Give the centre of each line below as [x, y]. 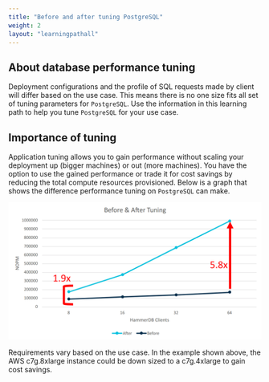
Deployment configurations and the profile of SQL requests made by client [131, 87]
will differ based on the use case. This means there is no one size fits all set [133, 95]
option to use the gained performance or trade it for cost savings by [120, 174]
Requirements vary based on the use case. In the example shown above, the [134, 352]
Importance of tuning [63, 138]
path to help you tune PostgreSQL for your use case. [94, 112]
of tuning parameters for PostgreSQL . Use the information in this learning [128, 104]
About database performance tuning [102, 67]
